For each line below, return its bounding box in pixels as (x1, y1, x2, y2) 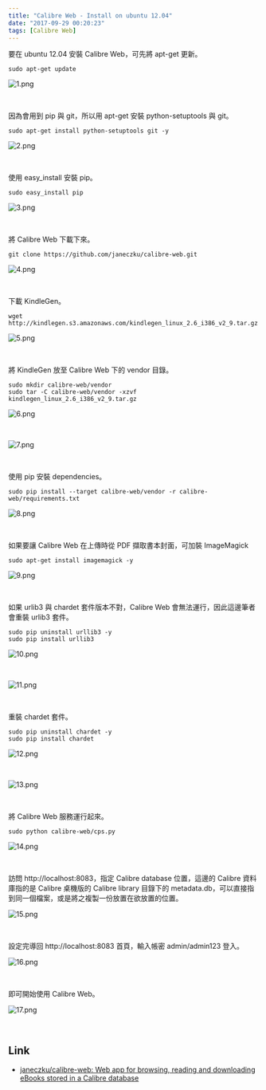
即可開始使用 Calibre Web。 (8, 990, 100, 999)
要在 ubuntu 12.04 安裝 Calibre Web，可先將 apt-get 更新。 (8, 49, 202, 59)
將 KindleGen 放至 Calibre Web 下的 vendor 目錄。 (8, 365, 174, 375)
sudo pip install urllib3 (8, 636, 94, 643)
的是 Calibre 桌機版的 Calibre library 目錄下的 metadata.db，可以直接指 (22, 883, 255, 893)
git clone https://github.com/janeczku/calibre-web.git (8, 250, 198, 259)
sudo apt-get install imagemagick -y (8, 557, 134, 565)
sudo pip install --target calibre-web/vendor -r (8, 488, 177, 496)
